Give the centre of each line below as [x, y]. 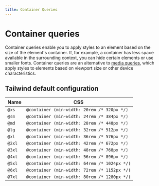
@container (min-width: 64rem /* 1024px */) [79, 164]
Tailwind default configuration [52, 88]
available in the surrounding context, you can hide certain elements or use [79, 58]
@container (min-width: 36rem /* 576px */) [77, 137]
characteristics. [21, 73]
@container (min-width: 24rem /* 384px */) [77, 117]
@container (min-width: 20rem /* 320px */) [77, 110]
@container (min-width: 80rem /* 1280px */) [79, 177]
